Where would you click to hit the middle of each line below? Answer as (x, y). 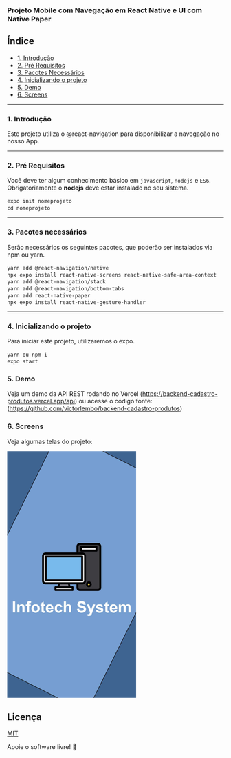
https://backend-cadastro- (180, 394)
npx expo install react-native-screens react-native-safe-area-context (112, 275)
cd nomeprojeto (29, 208)
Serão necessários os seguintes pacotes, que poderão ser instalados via (110, 247)
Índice (21, 41)
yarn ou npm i (27, 355)
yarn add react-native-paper (49, 295)
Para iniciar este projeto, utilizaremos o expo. (71, 341)
